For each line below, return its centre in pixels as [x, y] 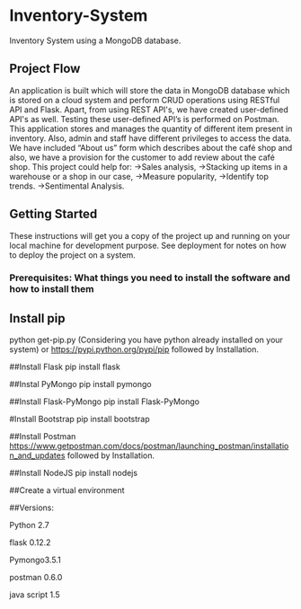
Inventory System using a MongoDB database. [95, 40]
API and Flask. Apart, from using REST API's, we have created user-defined [149, 110]
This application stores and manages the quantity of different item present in [151, 128]
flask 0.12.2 [30, 543]
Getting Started [53, 214]
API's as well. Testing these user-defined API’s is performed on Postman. [145, 119]
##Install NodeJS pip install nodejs [73, 473]
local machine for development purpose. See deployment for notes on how [148, 245]
